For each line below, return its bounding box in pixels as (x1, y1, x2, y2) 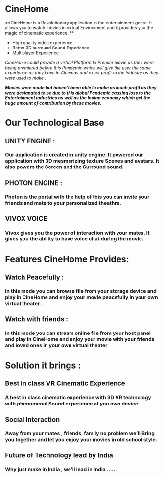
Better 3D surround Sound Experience (12, 45, 90, 50)
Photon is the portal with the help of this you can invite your (5, 193, 150, 200)
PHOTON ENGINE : (5, 179, 63, 187)
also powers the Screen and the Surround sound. (5, 164, 124, 170)
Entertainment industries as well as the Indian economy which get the (5, 95, 151, 101)
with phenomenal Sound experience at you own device (5, 400, 139, 407)
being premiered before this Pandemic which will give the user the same (5, 65, 151, 71)
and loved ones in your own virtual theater (5, 342, 108, 349)
